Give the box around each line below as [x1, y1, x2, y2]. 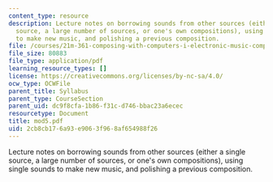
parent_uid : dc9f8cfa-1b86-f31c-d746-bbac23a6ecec [8, 102, 184, 110]
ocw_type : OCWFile [8, 79, 71, 87]
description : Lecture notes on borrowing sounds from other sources [8, 19, 245, 28]
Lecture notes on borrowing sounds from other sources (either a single [8, 146, 246, 156]
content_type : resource [8, 11, 89, 20]
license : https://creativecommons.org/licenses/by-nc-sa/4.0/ [8, 72, 223, 80]
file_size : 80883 [8, 49, 67, 57]
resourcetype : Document [8, 110, 89, 118]
